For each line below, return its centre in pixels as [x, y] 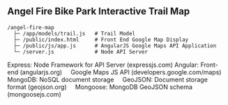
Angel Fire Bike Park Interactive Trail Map [99, 11]
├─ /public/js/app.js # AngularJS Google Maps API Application [115, 46]
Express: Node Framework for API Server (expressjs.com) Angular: [103, 65]
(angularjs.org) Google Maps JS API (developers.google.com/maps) [121, 72]
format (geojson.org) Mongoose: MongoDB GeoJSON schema [100, 87]
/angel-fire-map [31, 27]
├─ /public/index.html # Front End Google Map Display [101, 40]
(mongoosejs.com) [34, 94]
